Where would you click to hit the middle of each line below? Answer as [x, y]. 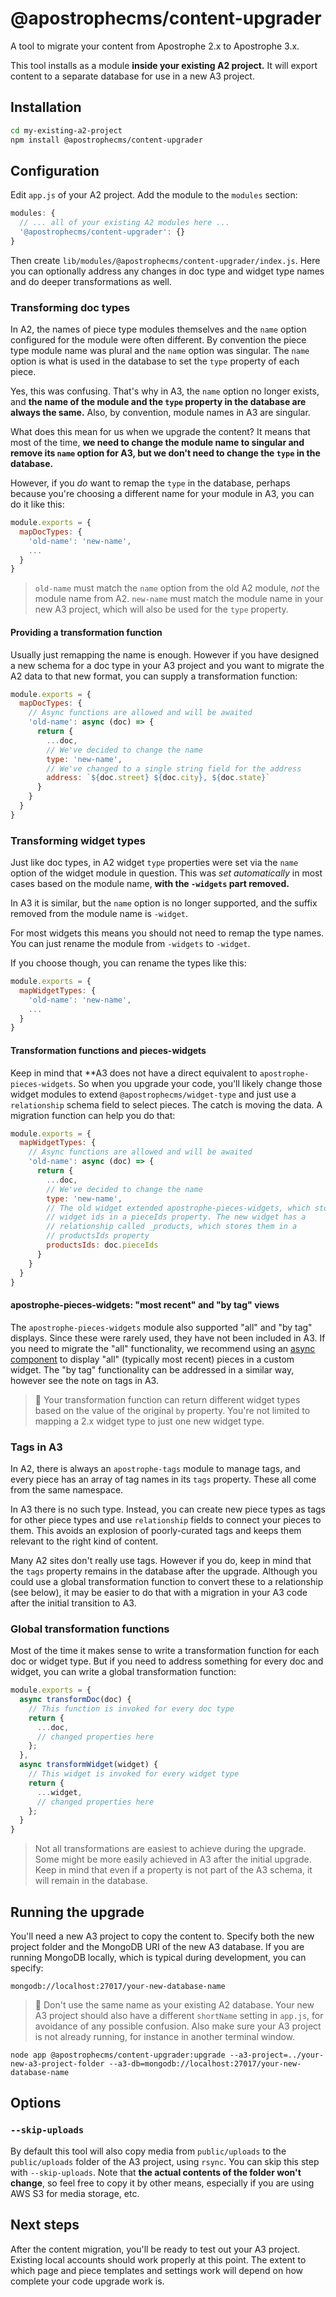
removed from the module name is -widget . [99, 914]
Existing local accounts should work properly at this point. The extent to [158, 2259]
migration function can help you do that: [93, 1115]
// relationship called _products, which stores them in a [172, 1227]
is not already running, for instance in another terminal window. [165, 2037]
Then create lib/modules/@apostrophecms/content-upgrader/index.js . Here [165, 260]
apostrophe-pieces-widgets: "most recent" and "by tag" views [145, 1305]
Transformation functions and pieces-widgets [108, 1050]
